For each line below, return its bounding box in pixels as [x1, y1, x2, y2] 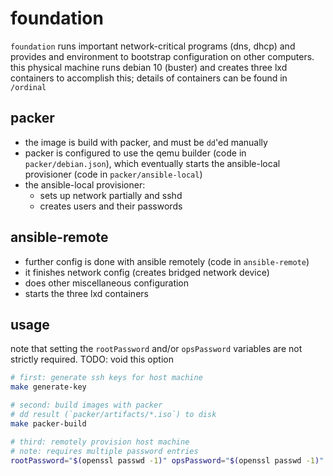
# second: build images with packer [10, 400, 163, 411]
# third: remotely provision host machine [10, 437, 190, 447]
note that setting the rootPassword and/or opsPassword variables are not [10, 343, 303, 355]
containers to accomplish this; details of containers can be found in [10, 72, 288, 84]
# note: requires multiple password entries [10, 446, 199, 456]
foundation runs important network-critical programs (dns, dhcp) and [10, 40, 296, 52]
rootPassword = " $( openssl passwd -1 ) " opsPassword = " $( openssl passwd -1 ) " [10, 455, 325, 466]
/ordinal [10, 82, 47, 92]
